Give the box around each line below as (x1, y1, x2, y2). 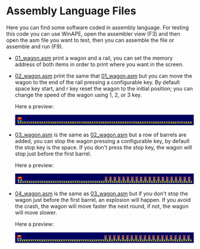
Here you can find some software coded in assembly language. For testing (6, 24, 189, 31)
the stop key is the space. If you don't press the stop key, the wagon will (14, 144, 192, 151)
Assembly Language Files (6, 4, 137, 18)
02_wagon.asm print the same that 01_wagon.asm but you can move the (14, 72, 192, 79)
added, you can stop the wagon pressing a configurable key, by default (14, 137, 190, 144)
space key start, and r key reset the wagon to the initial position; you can (14, 85, 193, 92)
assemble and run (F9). (6, 43, 64, 50)
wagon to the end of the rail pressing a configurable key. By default (14, 79, 180, 86)
